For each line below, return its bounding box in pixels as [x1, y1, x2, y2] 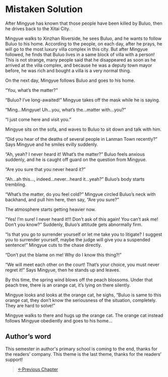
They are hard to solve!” [5, 302, 55, 308]
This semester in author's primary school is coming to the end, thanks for [5, 346, 158, 352]
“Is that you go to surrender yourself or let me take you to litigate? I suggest [5, 231, 162, 237]
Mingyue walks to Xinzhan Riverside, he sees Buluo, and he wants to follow [5, 35, 162, 41]
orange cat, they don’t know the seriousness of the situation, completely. [5, 297, 157, 303]
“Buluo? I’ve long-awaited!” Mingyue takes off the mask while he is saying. [5, 97, 160, 103]
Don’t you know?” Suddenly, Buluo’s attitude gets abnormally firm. [5, 221, 143, 228]
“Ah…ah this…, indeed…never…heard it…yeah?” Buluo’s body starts [5, 176, 145, 182]
